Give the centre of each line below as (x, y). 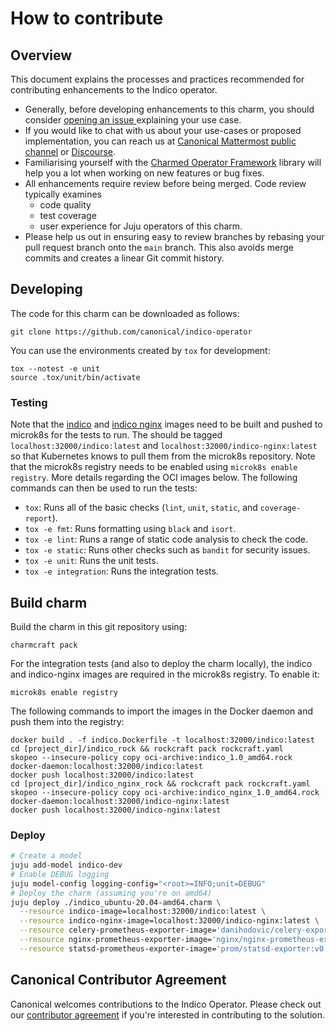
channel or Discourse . (70, 151)
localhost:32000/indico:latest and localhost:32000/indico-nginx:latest (164, 446)
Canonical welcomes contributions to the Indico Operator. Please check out (166, 1004)
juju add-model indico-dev (66, 865)
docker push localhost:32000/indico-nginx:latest (116, 810)
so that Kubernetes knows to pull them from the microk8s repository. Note (163, 456)
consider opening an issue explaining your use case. (133, 120)
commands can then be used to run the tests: (104, 488)
